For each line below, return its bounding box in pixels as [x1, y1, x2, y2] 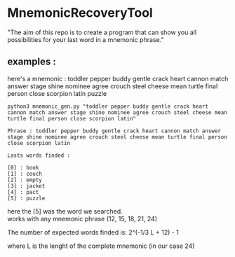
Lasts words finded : [7, 152, 71, 159]
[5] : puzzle [7, 195, 46, 202]
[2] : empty [7, 176, 42, 183]
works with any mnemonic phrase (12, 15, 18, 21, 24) [7, 214, 158, 223]
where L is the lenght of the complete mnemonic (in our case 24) [7, 242, 195, 250]
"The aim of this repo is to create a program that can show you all [7, 28, 197, 36]
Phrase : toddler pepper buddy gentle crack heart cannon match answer [7, 127, 221, 134]
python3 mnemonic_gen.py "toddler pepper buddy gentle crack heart [7, 103, 209, 110]
